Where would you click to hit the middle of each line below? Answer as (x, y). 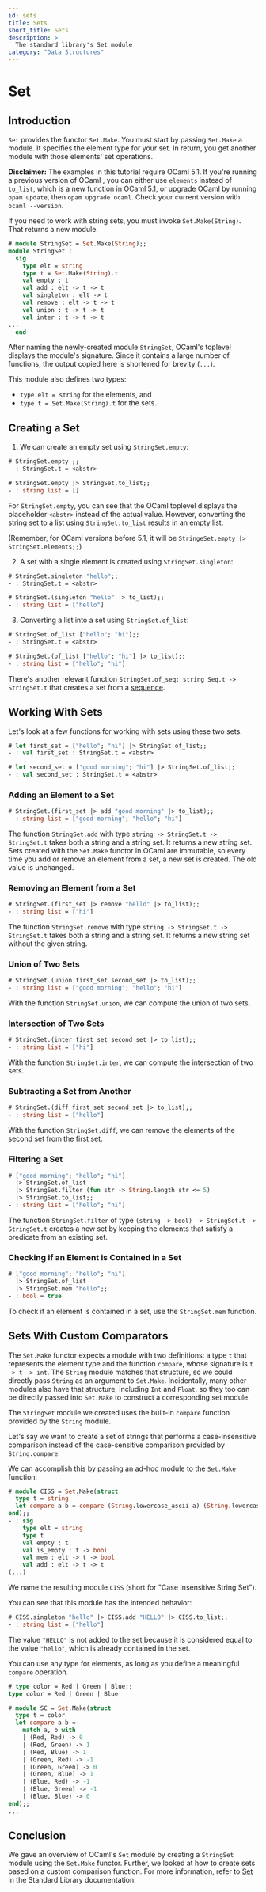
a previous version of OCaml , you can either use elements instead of (120, 180)
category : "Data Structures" (56, 52)
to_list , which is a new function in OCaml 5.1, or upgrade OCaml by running (133, 188)
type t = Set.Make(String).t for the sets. (88, 403)
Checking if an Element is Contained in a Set (95, 1257)
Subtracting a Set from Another (70, 1092)
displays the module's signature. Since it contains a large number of (119, 355)
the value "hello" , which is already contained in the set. (99, 1648)
